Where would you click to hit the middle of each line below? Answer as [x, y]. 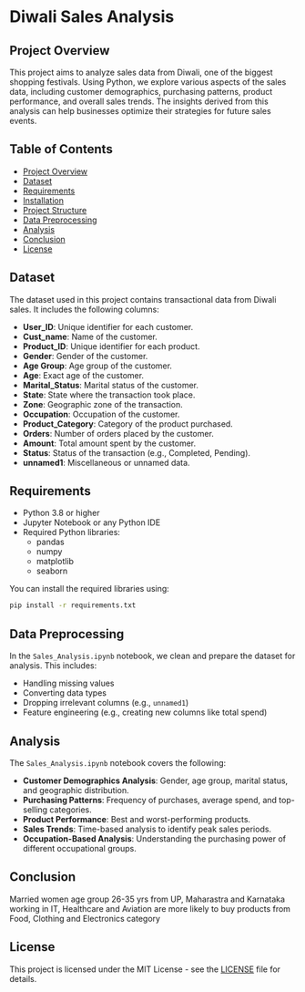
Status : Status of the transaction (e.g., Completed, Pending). [137, 452]
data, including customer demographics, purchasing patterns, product [141, 92]
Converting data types [65, 693]
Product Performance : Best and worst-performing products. [137, 819]
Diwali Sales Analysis [92, 17]
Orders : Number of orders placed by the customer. [118, 433]
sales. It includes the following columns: [84, 309]
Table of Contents [61, 149]
